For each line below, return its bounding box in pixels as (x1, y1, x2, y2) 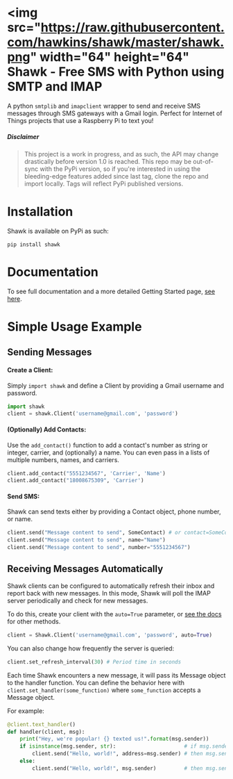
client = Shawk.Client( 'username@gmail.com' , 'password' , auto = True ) (7, 631, 213, 639)
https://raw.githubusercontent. (40, 19, 225, 35)
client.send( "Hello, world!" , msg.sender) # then (32, 764, 203, 772)
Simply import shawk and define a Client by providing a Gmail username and (7, 381, 224, 390)
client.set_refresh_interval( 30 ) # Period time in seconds (7, 658, 182, 665)
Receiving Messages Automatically (7, 563, 164, 575)
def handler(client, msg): (7, 728, 85, 735)
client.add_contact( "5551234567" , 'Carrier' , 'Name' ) (7, 470, 166, 477)
